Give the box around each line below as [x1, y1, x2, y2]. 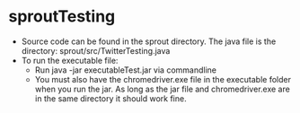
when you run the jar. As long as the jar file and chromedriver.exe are [34, 83, 291, 94]
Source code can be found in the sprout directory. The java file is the [21, 36, 277, 47]
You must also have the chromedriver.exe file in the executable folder [34, 74, 291, 84]
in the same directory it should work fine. [34, 92, 187, 104]
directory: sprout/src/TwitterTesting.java [21, 45, 171, 56]
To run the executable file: [21, 55, 119, 65]
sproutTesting [8, 6, 116, 27]
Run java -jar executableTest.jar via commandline [34, 65, 217, 75]
